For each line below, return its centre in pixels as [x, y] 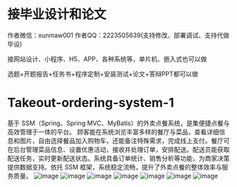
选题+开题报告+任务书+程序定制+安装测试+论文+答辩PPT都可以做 [103, 74]
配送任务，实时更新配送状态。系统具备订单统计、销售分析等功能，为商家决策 [119, 158]
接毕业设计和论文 [57, 14]
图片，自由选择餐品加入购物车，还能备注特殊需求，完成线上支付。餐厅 [121, 141]
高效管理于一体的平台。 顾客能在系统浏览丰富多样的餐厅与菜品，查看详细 [113, 131]
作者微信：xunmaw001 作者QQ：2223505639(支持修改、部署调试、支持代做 [119, 35]
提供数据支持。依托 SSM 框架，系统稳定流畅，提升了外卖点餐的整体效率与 [115, 167]
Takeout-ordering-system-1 [91, 103]
